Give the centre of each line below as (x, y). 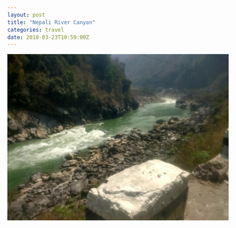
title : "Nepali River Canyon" (52, 22)
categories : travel (36, 30)
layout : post (26, 15)
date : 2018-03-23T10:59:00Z (48, 37)
